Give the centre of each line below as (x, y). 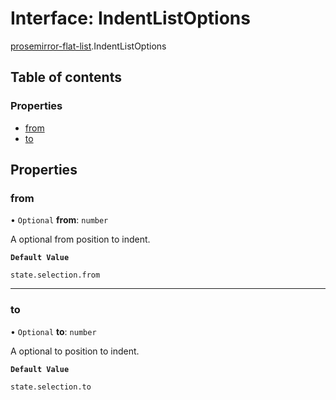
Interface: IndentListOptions (130, 18)
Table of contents (66, 77)
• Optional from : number (59, 220)
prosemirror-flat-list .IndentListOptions (88, 46)
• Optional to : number (53, 331)
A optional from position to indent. (80, 239)
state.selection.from (55, 275)
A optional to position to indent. (75, 351)
